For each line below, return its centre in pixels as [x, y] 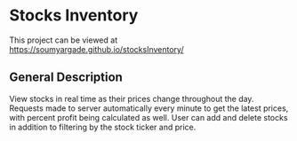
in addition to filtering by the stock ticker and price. [103, 127]
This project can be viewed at [64, 40]
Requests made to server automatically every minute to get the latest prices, [149, 108]
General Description [66, 78]
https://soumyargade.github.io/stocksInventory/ [96, 49]
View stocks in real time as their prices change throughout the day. [132, 98]
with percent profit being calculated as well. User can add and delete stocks [148, 117]
